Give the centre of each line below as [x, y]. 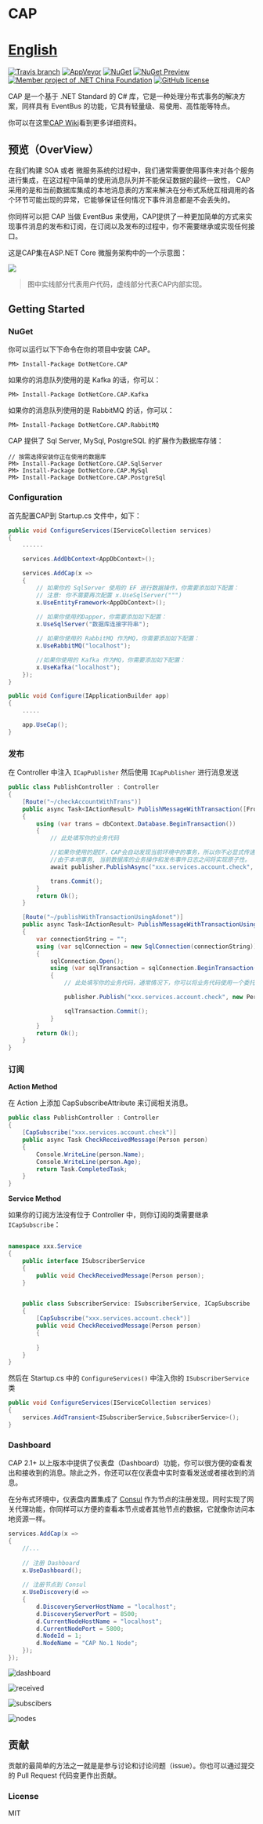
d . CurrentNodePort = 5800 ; [80, 1629]
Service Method [35, 1198]
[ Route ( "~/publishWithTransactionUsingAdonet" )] [103, 917]
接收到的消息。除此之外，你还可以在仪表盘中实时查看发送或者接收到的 [135, 1473]
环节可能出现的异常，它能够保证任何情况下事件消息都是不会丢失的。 [124, 199]
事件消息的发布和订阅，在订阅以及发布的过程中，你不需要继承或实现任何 [131, 226]
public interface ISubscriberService [84, 1260]
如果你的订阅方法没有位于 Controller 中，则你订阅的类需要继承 [108, 1215]
